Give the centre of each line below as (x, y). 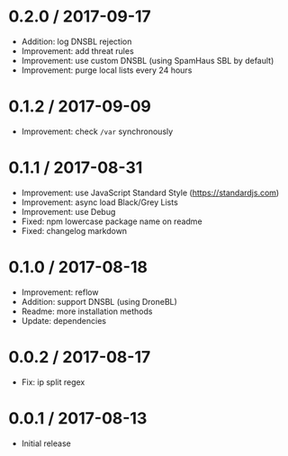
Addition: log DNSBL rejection (76, 41)
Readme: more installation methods (87, 311)
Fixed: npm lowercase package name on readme (112, 221)
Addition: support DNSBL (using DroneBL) (99, 301)
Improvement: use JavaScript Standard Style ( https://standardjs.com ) (150, 192)
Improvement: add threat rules (77, 50)
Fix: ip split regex (53, 382)
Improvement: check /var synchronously (97, 131)
